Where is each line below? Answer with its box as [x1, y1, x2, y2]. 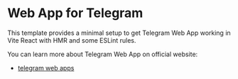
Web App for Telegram [7, 5, 144, 21]
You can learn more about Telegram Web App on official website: [7, 50, 198, 58]
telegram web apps [17, 63, 75, 72]
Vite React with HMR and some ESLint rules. [7, 36, 136, 44]
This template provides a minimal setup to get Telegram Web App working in [7, 28, 231, 37]
